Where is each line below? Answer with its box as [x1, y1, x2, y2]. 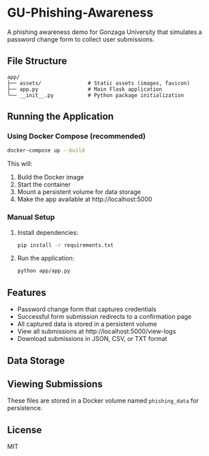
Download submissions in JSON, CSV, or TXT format [17, 335, 167, 343]
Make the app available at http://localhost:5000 [17, 195, 152, 204]
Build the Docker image [17, 173, 84, 182]
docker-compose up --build [7, 147, 85, 154]
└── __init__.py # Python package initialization [7, 91, 185, 98]
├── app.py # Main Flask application [7, 85, 163, 93]
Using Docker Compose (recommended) [7, 132, 146, 141]
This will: [7, 159, 33, 168]
